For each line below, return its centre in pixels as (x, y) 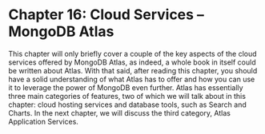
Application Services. (43, 121)
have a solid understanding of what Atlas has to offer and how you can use (132, 79)
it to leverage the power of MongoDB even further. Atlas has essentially (126, 87)
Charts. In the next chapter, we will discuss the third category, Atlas (119, 112)
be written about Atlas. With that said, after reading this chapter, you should (133, 70)
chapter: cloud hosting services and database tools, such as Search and (127, 104)
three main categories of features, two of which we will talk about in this (127, 96)
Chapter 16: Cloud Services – (106, 15)
